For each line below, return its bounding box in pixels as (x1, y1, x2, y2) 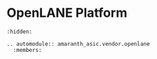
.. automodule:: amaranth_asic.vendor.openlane (6, 40, 151, 47)
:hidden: (6, 28, 33, 35)
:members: (13, 46, 42, 53)
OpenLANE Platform (6, 5, 128, 21)
